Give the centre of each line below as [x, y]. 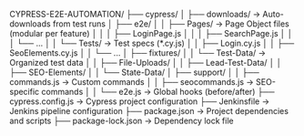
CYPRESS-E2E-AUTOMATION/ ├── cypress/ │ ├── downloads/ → [135, 14]
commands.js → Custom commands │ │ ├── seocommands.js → [132, 82]
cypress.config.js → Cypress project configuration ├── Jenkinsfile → [140, 101]
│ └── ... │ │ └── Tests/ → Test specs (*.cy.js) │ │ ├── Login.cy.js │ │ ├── [152, 43]
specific [25, 92]
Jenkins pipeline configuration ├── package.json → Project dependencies [149, 111]
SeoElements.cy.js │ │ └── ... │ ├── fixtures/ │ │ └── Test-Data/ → [138, 53]
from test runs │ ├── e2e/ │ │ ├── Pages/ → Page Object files [171, 24]
